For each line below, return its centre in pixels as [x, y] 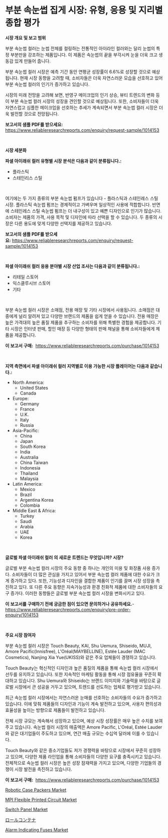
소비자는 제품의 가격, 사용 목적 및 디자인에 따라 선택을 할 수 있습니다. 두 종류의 [81, 217]
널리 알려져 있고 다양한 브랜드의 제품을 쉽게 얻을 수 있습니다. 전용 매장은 [89, 316]
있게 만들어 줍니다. [33, 61]
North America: [28, 382]
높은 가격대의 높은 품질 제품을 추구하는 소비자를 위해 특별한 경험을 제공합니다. [81, 322]
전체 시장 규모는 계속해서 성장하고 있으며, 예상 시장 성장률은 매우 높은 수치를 [79, 721]
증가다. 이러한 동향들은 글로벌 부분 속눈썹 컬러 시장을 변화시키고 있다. [78, 593]
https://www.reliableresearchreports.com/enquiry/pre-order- [68, 609]
